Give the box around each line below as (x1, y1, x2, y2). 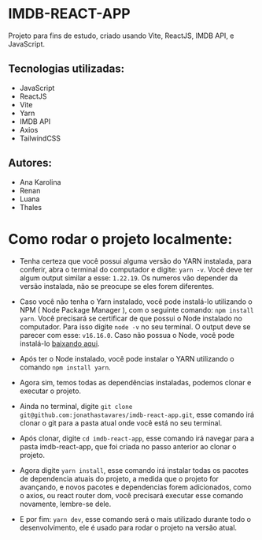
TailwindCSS (19, 133, 61, 143)
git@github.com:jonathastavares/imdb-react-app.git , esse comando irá (19, 410, 254, 419)
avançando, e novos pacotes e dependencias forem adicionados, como (19, 482, 252, 492)
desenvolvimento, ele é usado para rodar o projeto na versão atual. (19, 523, 238, 532)
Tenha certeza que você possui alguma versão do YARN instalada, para (19, 256, 252, 265)
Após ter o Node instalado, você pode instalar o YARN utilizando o (19, 354, 234, 363)
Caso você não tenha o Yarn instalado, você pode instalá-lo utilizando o (19, 297, 253, 306)
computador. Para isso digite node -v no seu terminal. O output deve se (19, 321, 251, 332)
